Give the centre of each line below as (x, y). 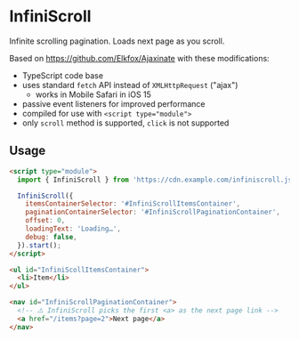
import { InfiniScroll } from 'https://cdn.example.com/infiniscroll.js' (157, 180)
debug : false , (51, 237)
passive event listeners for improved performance (113, 103)
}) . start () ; (40, 245)
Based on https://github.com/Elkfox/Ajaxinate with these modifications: (139, 58)
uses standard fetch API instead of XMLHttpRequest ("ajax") (130, 85)
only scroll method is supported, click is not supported (125, 123)
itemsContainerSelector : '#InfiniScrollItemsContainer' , (133, 204)
